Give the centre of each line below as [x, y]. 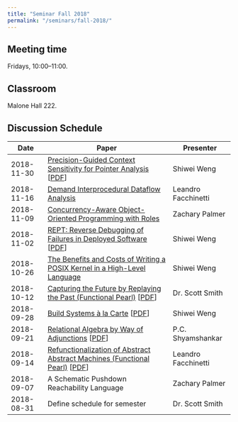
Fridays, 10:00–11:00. [38, 66]
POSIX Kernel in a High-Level [96, 268]
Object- [131, 209]
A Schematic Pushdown [87, 379]
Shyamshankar [198, 338]
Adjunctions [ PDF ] [78, 338]
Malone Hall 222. [32, 106]
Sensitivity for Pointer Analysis [98, 169]
